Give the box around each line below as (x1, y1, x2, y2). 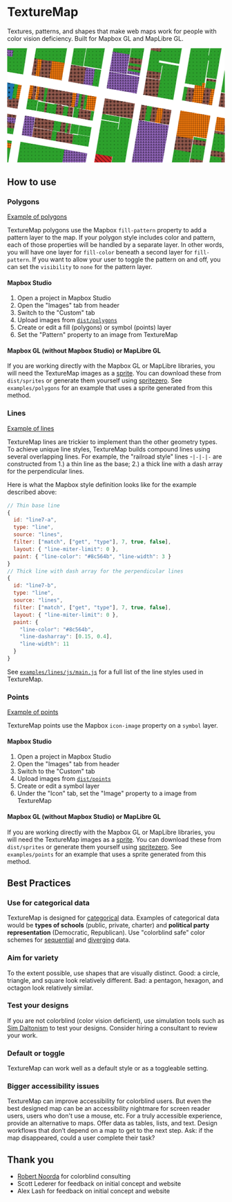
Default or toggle (7, 1048, 66, 1058)
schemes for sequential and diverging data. (7, 936, 131, 944)
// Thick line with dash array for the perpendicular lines (7, 568, 184, 575)
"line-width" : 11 (19, 640, 70, 647)
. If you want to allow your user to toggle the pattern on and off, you (28, 255, 221, 263)
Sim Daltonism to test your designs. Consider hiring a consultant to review (7, 1024, 217, 1032)
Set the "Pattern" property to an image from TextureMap (17, 331, 178, 339)
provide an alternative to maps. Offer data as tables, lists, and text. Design (7, 1119, 217, 1127)
